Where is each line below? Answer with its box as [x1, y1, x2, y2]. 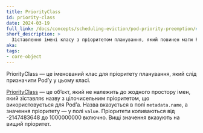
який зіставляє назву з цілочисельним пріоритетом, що [6, 94, 150, 102]
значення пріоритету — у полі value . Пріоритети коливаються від [6, 107, 175, 114]
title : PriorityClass [6, 8, 61, 15]
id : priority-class [6, 14, 56, 20]
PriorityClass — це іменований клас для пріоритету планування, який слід [6, 70, 197, 77]
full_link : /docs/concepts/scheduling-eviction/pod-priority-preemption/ [6, 25, 196, 32]
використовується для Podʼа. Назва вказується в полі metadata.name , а [6, 101, 188, 108]
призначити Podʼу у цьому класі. [6, 76, 91, 84]
